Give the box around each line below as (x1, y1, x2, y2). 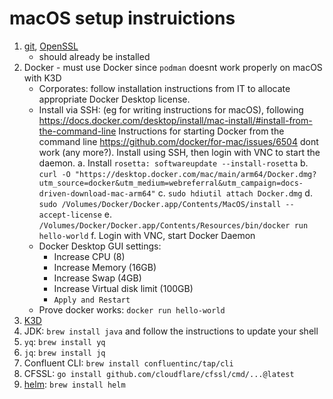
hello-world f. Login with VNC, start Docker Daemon (38, 229, 256, 241)
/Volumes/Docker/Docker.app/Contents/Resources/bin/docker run (38, 220, 309, 231)
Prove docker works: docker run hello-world (38, 303, 226, 316)
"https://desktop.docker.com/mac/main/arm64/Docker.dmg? (74, 169, 317, 179)
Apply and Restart (53, 295, 131, 305)
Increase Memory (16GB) (53, 261, 157, 273)
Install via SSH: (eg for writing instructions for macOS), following (38, 103, 304, 116)
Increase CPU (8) (53, 250, 126, 262)
